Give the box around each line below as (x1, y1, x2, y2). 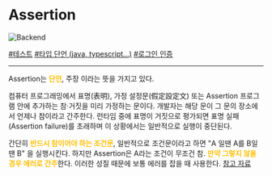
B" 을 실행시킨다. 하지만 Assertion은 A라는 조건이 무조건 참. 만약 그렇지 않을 (16, 148, 257, 158)
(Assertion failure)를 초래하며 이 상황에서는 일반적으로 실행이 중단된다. (8, 121, 232, 131)
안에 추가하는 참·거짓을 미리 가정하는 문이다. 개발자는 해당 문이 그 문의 (16, 101, 237, 111)
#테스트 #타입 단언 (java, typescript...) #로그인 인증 (8, 48, 173, 58)
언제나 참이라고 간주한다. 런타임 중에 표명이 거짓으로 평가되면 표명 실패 (16, 111, 240, 120)
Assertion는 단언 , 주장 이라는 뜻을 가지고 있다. (8, 73, 155, 83)
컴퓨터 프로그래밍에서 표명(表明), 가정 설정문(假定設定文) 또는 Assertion (8, 90, 239, 100)
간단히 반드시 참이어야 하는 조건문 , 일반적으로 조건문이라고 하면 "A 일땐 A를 (8, 138, 245, 148)
